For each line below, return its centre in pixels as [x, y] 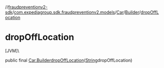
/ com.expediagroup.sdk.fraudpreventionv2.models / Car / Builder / [76, 12]
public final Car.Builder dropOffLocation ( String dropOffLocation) [69, 60]
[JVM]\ [12, 50]
